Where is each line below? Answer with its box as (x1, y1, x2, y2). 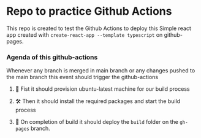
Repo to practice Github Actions (6, 4, 172, 18)
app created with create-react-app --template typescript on (6, 31, 163, 38)
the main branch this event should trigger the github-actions (6, 74, 159, 81)
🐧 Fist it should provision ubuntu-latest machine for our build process (15, 85, 190, 93)
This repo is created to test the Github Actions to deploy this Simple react (6, 25, 191, 32)
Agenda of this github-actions (6, 53, 98, 61)
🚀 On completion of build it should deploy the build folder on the (15, 118, 179, 126)
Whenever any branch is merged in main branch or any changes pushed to (6, 67, 195, 74)
